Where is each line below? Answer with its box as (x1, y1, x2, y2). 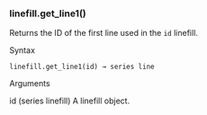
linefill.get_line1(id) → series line (9, 62, 155, 72)
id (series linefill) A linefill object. (9, 95, 130, 106)
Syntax (9, 45, 36, 56)
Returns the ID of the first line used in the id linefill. (9, 28, 198, 39)
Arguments (9, 78, 51, 89)
